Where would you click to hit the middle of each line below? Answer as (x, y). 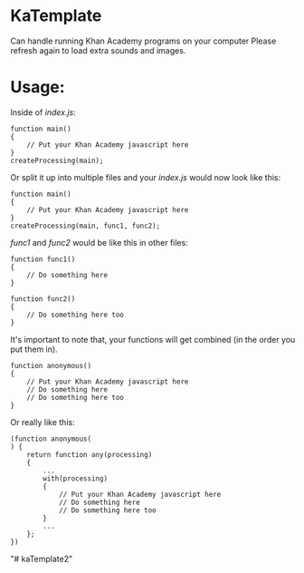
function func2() (43, 299)
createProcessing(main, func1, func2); (85, 226)
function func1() (43, 259)
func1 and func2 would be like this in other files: (99, 242)
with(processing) (75, 478)
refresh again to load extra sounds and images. (98, 50)
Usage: (38, 87)
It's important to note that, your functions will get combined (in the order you (153, 339)
